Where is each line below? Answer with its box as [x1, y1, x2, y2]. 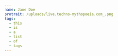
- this [9, 20, 22, 26]
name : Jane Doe [4, 7, 35, 12]
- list [9, 35, 22, 39]
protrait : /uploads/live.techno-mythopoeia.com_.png [4, 12, 114, 17]
